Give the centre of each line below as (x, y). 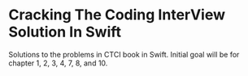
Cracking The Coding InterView (117, 15)
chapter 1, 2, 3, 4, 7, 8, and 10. (58, 63)
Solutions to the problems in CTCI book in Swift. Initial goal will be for (124, 54)
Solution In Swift (65, 32)
